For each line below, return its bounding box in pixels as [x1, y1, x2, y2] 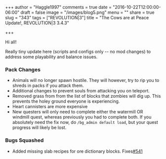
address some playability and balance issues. [5, 54, 98, 60]
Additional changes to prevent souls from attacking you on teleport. [12, 88, 150, 94]
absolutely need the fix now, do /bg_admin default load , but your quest [12, 119, 158, 125]
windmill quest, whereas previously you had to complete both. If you [12, 114, 152, 120]
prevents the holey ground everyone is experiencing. [12, 98, 120, 104]
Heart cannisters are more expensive [12, 104, 88, 110]
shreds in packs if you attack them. [12, 82, 84, 88]
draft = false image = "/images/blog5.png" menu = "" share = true [20, 9, 155, 15]
